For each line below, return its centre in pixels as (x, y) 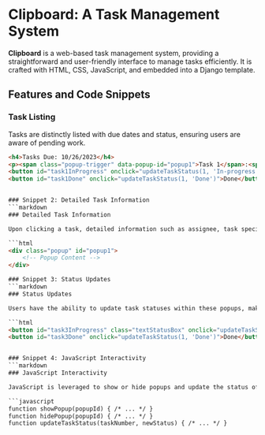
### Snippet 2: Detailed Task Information (79, 200)
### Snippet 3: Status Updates (60, 280)
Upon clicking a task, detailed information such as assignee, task (123, 229)
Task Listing (32, 117)
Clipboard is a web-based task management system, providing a (114, 53)
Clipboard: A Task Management (114, 15)
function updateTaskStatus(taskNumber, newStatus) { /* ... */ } (118, 423)
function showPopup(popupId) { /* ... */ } (81, 409)
